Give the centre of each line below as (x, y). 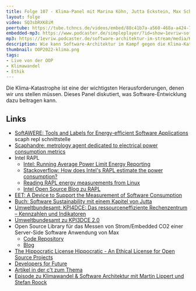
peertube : (18, 28)
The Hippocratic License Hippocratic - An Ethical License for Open (94, 251)
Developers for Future (41, 263)
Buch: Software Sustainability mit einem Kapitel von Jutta (83, 201)
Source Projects (34, 258)
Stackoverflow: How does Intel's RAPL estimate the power (93, 170)
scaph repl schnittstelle (43, 139)
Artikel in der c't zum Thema (48, 270)
